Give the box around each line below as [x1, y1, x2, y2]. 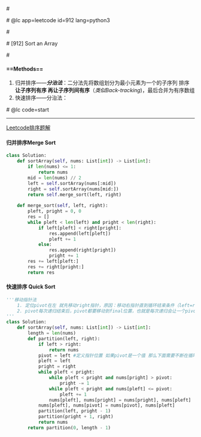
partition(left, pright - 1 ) [38, 408, 111, 414]
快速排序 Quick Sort [6, 283, 56, 290]
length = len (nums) [28, 330, 77, 336]
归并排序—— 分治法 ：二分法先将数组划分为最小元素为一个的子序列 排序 [14, 79, 190, 86]
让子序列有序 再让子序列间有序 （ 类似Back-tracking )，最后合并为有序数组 [14, 87, 195, 94]
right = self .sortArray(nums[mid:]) [28, 186, 119, 192]
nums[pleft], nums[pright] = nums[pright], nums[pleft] [48, 397, 191, 403]
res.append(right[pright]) [48, 247, 117, 253]
